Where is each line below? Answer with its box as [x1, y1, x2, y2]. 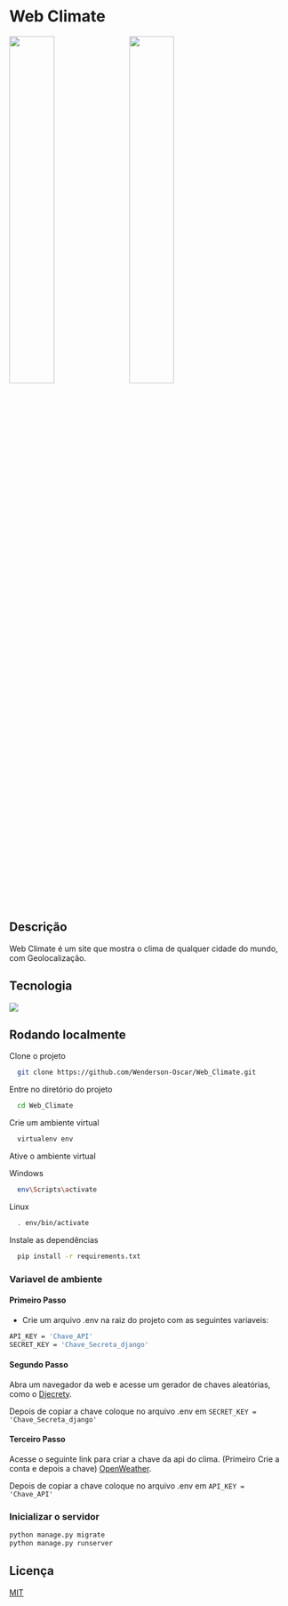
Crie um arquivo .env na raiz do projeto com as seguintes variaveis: [21, 1314, 269, 1325]
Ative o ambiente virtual [9, 1150, 96, 1161]
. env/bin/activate [17, 1218, 90, 1227]
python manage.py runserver [9, 1539, 114, 1548]
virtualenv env [17, 1134, 74, 1144]
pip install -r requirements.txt [17, 1252, 141, 1261]
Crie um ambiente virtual [9, 1118, 100, 1128]
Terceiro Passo [9, 1434, 66, 1445]
